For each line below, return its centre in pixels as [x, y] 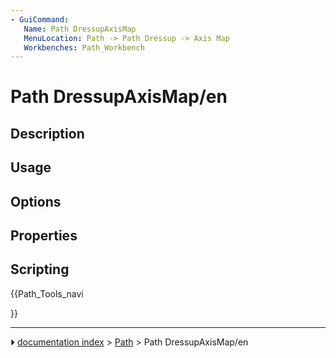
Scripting [40, 269]
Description [47, 133]
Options [36, 201]
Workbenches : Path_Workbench [84, 47]
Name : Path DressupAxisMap [80, 29]
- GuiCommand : [40, 19]
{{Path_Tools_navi [47, 293]
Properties [44, 235]
